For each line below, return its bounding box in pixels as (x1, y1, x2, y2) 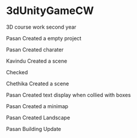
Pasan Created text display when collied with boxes (6, 91, 131, 98)
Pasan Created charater (6, 46, 64, 53)
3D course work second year (6, 23, 76, 30)
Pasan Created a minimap (6, 102, 69, 109)
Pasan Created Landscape (6, 114, 71, 121)
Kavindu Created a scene (6, 57, 68, 64)
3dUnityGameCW (6, 4, 94, 18)
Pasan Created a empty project (6, 34, 82, 42)
